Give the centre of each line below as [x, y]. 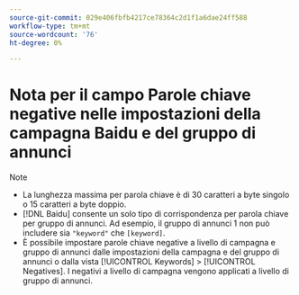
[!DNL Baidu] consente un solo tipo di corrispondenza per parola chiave [155, 214]
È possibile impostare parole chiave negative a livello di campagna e [149, 243]
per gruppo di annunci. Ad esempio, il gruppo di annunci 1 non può [146, 223]
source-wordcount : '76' [54, 34]
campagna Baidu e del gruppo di [133, 134]
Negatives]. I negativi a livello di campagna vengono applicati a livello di [156, 272]
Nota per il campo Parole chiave [131, 95]
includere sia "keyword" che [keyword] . [94, 233]
